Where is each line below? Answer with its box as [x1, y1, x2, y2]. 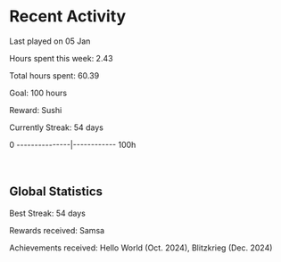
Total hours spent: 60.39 [9, 70, 100, 81]
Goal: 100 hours [9, 87, 68, 98]
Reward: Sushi [9, 104, 62, 115]
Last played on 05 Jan [9, 36, 91, 46]
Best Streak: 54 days [9, 208, 87, 218]
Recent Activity [9, 6, 127, 27]
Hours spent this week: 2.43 [9, 53, 113, 63]
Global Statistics [9, 184, 103, 200]
